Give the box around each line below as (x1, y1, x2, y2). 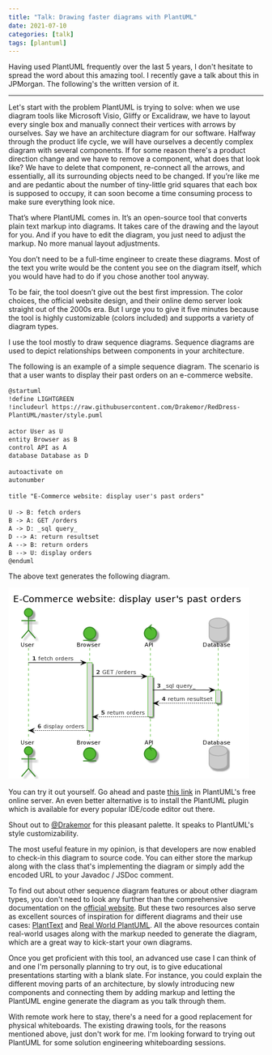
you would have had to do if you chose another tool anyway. (8, 271, 210, 281)
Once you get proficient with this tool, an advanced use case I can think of (8, 953, 257, 963)
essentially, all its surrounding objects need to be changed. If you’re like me (8, 171, 260, 182)
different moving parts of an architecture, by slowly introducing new (8, 979, 235, 989)
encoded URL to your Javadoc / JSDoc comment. (8, 870, 174, 880)
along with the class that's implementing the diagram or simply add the (8, 861, 245, 871)
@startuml (8, 387, 42, 395)
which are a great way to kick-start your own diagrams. (8, 938, 193, 947)
